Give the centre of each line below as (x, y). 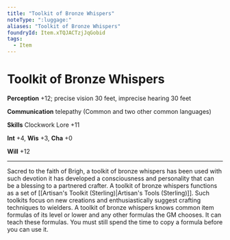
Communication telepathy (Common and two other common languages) (110, 111)
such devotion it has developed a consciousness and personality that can (111, 178)
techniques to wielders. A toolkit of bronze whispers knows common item (111, 207)
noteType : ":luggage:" (39, 20)
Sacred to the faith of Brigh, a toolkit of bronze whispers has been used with (115, 171)
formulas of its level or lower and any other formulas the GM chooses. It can (114, 215)
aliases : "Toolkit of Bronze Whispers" (64, 26)
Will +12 (19, 151)
